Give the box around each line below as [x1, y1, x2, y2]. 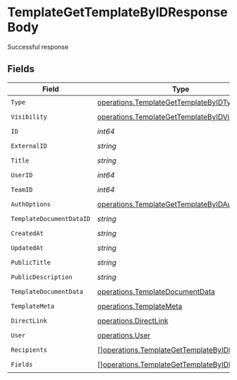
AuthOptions [11, 201, 51, 208]
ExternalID [11, 142, 47, 150]
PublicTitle [11, 259, 51, 267]
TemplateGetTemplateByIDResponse [7, 4, 228, 20]
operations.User [97, 331, 151, 340]
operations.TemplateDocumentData [97, 287, 215, 297]
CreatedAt [11, 230, 44, 237]
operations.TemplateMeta [97, 302, 183, 311]
